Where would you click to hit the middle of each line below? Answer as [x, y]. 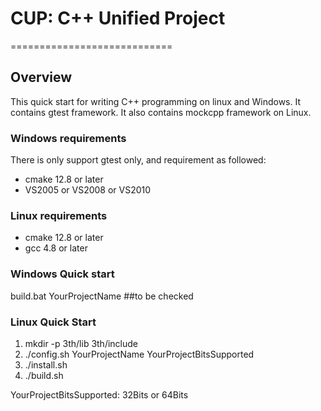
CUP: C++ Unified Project [118, 18]
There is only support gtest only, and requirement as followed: [138, 160]
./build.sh [44, 375]
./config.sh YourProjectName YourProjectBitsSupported [139, 354]
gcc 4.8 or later [56, 248]
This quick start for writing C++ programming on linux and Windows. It [156, 101]
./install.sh [46, 364]
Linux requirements [59, 215]
